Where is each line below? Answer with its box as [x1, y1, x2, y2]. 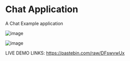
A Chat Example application [5, 20, 64, 26]
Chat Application [5, 4, 79, 15]
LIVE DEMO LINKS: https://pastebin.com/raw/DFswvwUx [5, 50, 125, 56]
